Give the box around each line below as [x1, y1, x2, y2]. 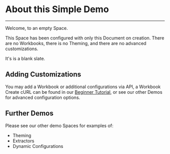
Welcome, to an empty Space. [5, 25, 68, 31]
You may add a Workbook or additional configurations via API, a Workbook [5, 84, 161, 90]
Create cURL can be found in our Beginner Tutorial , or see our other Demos [5, 89, 163, 95]
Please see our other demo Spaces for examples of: [5, 123, 114, 129]
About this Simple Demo [5, 4, 109, 15]
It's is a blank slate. [5, 55, 46, 61]
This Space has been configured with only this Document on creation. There [5, 34, 164, 41]
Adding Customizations [5, 70, 81, 79]
